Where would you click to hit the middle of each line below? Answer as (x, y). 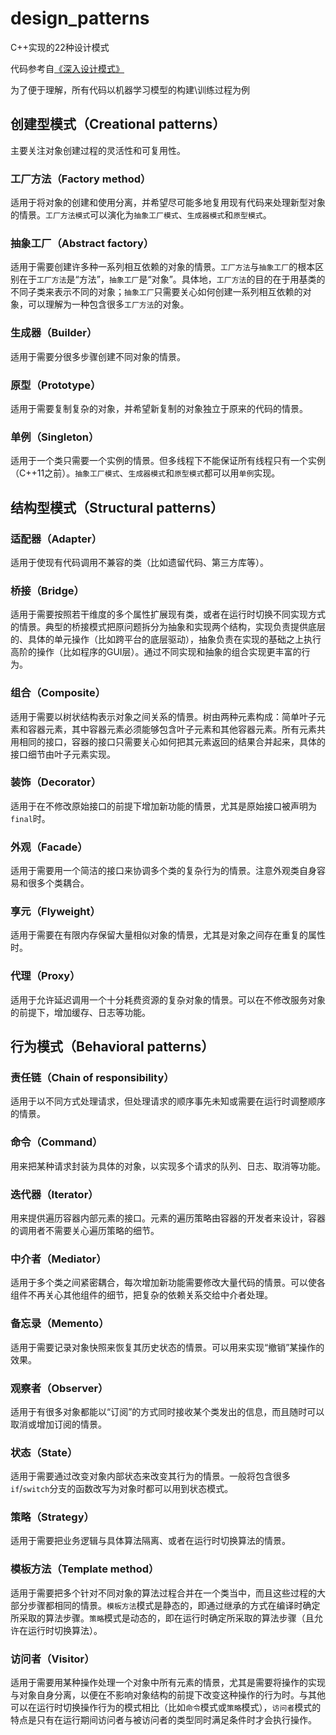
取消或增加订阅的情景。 (58, 1424)
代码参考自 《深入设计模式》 (67, 68)
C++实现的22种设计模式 (60, 47)
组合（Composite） (58, 693)
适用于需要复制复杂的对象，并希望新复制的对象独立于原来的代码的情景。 (159, 408)
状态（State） (44, 1452)
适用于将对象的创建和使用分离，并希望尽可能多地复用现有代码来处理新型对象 (168, 203)
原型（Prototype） (56, 385)
